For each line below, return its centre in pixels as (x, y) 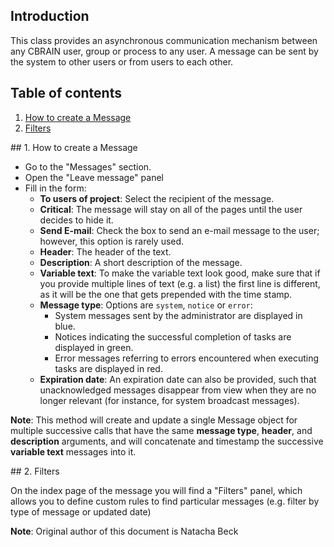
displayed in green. (94, 347)
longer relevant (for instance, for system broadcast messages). (169, 400)
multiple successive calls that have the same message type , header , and (161, 430)
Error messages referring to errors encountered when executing (186, 358)
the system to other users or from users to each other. (122, 61)
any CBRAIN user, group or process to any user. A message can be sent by (164, 51)
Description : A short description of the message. (141, 262)
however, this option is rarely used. (112, 241)
